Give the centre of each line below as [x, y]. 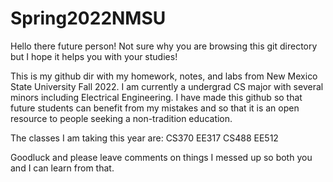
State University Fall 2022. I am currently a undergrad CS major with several [167, 86]
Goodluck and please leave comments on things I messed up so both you [161, 157]
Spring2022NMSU [88, 18]
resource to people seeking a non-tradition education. [121, 118]
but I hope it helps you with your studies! [94, 56]
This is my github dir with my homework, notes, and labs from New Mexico [164, 76]
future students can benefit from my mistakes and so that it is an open [155, 108]
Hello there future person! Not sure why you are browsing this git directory [164, 46]
